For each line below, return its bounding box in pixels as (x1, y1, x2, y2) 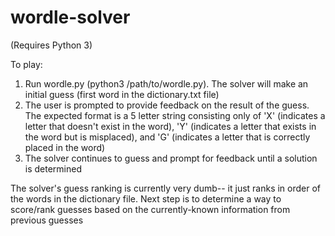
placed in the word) (24, 141, 106, 153)
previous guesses (10, 214, 84, 226)
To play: (10, 58, 43, 70)
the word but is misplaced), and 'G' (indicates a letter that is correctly (24, 131, 311, 143)
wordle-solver (10, 6, 131, 29)
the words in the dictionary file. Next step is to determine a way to (10, 192, 282, 205)
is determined (24, 162, 83, 175)
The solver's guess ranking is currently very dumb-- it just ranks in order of (10, 182, 322, 194)
